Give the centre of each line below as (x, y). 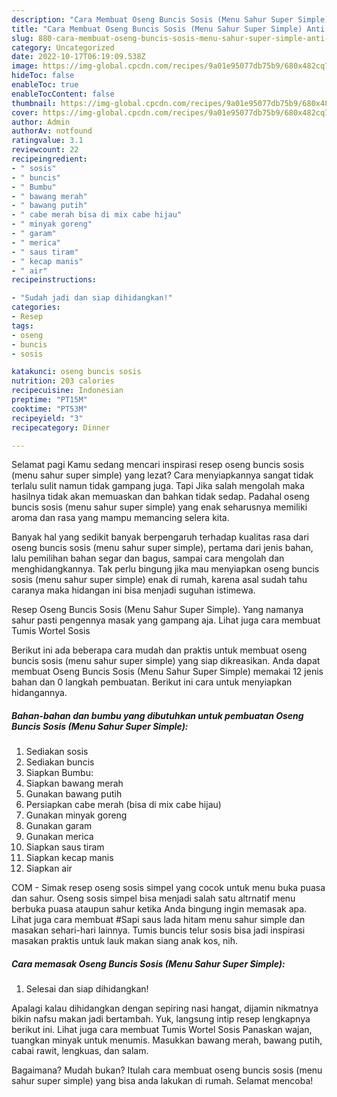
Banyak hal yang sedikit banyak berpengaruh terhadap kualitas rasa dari (160, 537)
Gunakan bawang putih (74, 794)
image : (25, 66)
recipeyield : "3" (47, 418)
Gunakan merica (59, 837)
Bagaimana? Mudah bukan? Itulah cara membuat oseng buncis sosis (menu (167, 1070)
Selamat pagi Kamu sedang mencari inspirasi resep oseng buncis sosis (158, 465)
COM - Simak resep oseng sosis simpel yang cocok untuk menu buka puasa (168, 888)
